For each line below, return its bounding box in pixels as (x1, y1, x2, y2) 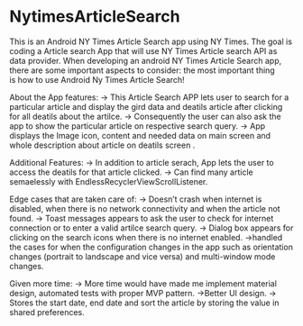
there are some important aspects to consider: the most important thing (9, 65, 275, 76)
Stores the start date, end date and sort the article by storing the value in (9, 297, 280, 308)
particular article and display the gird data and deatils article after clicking (9, 101, 283, 112)
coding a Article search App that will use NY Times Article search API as (9, 45, 278, 56)
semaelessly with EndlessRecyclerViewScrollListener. (9, 176, 208, 186)
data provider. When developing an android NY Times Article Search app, (9, 55, 282, 66)
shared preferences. (9, 306, 85, 317)
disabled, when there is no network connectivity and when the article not (9, 203, 281, 213)
